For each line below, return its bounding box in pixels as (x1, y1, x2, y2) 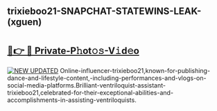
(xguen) (7, 17, 42, 28)
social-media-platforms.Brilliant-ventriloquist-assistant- (7, 81, 166, 89)
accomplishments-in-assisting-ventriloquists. (7, 96, 137, 104)
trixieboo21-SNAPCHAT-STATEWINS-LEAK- (7, 6, 202, 17)
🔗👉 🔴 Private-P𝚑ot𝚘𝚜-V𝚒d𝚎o (7, 45, 140, 57)
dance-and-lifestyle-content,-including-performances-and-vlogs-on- (7, 74, 207, 82)
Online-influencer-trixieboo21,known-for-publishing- (60, 67, 210, 74)
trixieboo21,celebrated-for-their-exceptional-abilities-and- (7, 89, 174, 97)
